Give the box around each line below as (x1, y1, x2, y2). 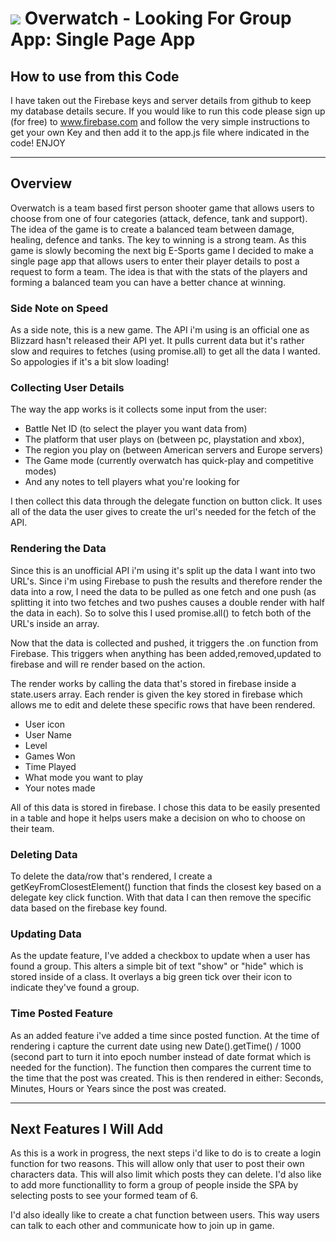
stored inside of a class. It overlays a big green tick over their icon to (10, 971, 293, 983)
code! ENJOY (10, 137, 66, 149)
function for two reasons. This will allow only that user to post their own (10, 1158, 305, 1170)
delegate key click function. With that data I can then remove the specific (10, 892, 312, 903)
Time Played (24, 760, 77, 772)
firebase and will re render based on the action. (10, 658, 206, 670)
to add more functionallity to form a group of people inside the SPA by (10, 1179, 299, 1191)
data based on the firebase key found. (10, 902, 168, 914)
